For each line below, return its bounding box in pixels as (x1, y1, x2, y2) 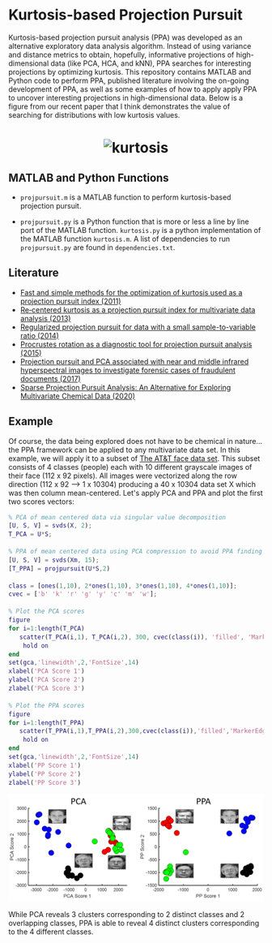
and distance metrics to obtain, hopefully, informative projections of (8, 50, 235, 59)
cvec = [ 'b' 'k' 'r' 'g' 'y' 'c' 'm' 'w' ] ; (8, 590, 158, 598)
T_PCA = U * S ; (8, 530, 53, 539)
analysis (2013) (19, 313, 71, 323)
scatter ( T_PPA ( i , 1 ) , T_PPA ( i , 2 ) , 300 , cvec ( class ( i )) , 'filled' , (19, 727, 230, 735)
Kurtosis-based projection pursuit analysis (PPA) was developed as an (8, 32, 243, 42)
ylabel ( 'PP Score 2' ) (8, 769, 82, 778)
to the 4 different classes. (8, 927, 94, 937)
